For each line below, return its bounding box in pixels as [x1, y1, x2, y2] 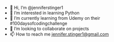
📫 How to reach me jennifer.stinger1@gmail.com [9, 31, 109, 37]
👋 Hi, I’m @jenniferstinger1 [9, 5, 63, 10]
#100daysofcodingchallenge [9, 20, 67, 26]
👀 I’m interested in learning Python [9, 10, 80, 16]
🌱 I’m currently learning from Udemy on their [9, 15, 100, 21]
